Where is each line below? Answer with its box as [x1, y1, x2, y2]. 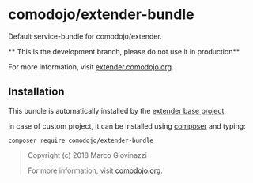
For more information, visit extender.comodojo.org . [8, 62, 174, 72]
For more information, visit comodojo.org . [27, 166, 164, 175]
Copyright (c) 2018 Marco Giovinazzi [27, 150, 148, 159]
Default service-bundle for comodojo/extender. [8, 32, 162, 41]
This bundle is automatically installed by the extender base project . [8, 106, 227, 115]
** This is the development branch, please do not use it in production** [8, 47, 240, 56]
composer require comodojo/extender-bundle [8, 136, 154, 144]
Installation [8, 85, 65, 99]
